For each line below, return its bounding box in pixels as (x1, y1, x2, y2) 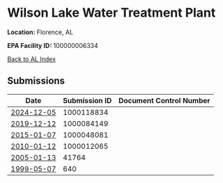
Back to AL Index (7, 54, 56, 63)
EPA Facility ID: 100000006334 (7, 41, 99, 49)
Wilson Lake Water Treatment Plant (7, 5, 216, 21)
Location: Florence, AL (7, 28, 74, 36)
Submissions (7, 75, 65, 87)
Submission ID (62, 95, 112, 105)
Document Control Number (118, 95, 210, 105)
